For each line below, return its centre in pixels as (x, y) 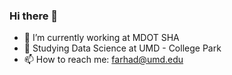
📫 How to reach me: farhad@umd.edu (103, 60)
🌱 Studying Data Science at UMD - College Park (122, 48)
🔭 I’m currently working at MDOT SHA (101, 38)
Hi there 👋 (34, 16)
